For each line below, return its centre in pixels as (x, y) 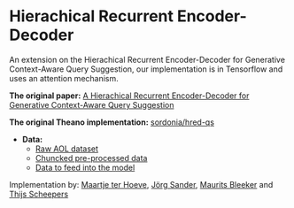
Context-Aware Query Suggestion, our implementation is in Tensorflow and (146, 69)
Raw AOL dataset (67, 149)
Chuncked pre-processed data (91, 158)
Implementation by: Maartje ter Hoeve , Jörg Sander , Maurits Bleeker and (141, 184)
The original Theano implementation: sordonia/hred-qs (112, 122)
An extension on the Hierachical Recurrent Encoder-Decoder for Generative (147, 59)
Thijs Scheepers (39, 194)
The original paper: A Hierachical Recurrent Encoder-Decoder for (129, 96)
